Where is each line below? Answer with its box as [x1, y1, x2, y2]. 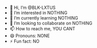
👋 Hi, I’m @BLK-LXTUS [9, 5, 56, 10]
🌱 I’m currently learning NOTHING [9, 15, 78, 21]
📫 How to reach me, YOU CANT [9, 26, 75, 31]
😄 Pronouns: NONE [9, 33, 50, 39]
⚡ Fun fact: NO [9, 38, 40, 44]
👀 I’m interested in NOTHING [9, 10, 68, 16]
